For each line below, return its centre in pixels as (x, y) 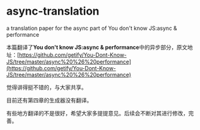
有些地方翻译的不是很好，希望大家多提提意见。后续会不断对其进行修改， (97, 113)
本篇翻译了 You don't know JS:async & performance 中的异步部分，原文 (97, 47)
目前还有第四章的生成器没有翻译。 (49, 100)
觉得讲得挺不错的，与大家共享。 (46, 87)
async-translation (53, 11)
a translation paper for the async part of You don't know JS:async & (92, 28)
